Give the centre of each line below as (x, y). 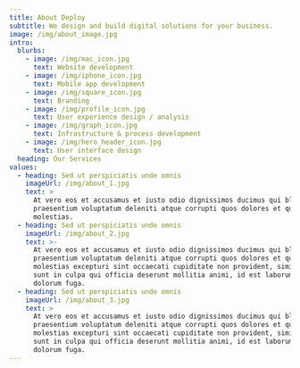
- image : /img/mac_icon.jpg (77, 59)
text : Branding (61, 100)
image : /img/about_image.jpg (63, 34)
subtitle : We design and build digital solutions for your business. (142, 26)
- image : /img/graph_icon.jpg (82, 126)
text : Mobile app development (89, 84)
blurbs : (32, 51)
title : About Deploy (48, 17)
